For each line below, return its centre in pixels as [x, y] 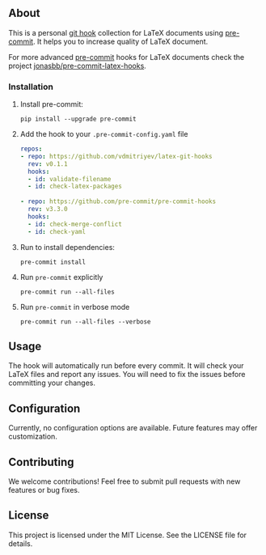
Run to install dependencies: [68, 247]
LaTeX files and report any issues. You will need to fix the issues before [127, 375]
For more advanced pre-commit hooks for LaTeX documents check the [127, 57]
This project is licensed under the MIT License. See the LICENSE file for [128, 535]
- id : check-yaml [57, 231]
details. [21, 543]
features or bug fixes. [44, 490]
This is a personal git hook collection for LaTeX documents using [116, 32]
